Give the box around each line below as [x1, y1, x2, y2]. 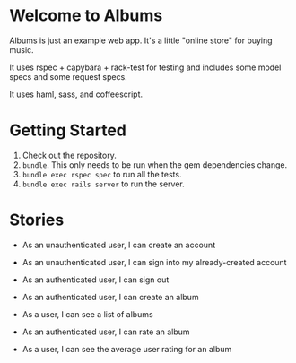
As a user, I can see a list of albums [22, 308, 154, 319]
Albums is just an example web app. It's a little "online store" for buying [9, 35, 273, 46]
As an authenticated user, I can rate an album [22, 326, 190, 337]
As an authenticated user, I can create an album [22, 291, 199, 302]
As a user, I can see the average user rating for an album [22, 343, 232, 354]
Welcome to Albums [9, 5, 163, 26]
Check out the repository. [22, 150, 117, 160]
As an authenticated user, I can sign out [22, 274, 170, 285]
